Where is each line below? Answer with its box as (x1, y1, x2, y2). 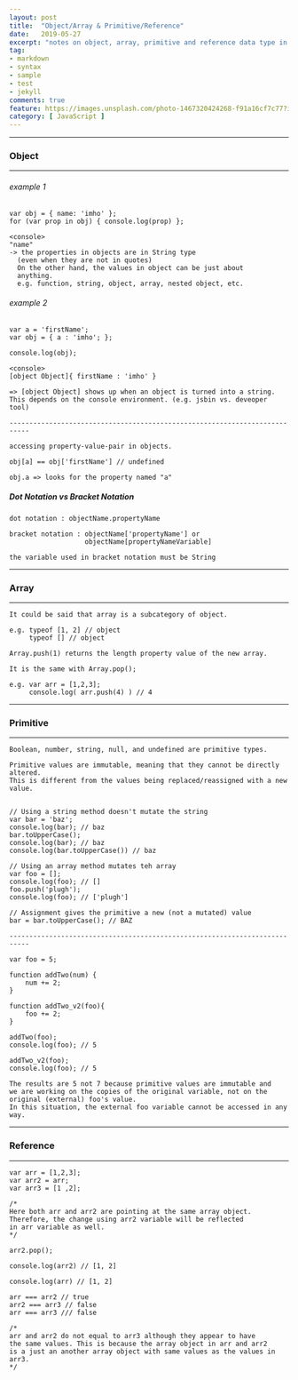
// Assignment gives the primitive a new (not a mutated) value (9, 908, 252, 918)
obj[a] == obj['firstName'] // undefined (9, 457, 165, 467)
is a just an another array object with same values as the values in (9, 1347, 276, 1356)
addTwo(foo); (9, 1033, 58, 1042)
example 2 (9, 298, 48, 308)
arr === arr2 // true (9, 1292, 90, 1302)
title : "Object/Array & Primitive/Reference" (9, 21, 184, 30)
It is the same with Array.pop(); (9, 665, 137, 674)
